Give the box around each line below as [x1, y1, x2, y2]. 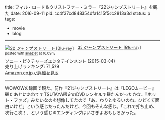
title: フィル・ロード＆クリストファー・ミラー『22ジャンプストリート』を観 [5, 4, 158, 10]
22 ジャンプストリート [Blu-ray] [77, 45, 141, 50]
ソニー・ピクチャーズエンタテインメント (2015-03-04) [5, 58, 115, 64]
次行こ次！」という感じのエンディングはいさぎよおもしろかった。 [5, 109, 138, 115]
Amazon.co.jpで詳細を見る [5, 70, 59, 76]
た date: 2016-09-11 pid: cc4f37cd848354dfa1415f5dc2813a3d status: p [5, 10, 151, 16]
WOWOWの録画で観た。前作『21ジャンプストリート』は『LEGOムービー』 [5, 85, 156, 91]
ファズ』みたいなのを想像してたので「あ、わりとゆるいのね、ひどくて [13, 97, 156, 103]
